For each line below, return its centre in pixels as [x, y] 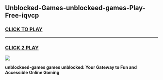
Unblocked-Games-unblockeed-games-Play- [75, 8]
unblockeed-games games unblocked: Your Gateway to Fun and [71, 67]
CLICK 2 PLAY [22, 48]
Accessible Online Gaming [32, 72]
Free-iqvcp [22, 16]
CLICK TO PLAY [24, 30]
